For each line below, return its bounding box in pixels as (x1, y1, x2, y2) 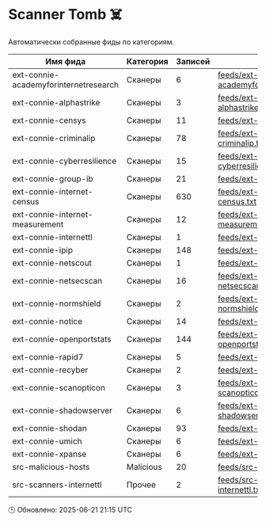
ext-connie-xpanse (12, 448, 87, 459)
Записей (176, 55, 211, 67)
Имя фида (45, 55, 85, 67)
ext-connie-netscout (12, 257, 93, 269)
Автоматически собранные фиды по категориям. (8, 36, 175, 47)
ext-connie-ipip (12, 244, 74, 255)
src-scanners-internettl (12, 479, 102, 490)
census (12, 196, 40, 207)
